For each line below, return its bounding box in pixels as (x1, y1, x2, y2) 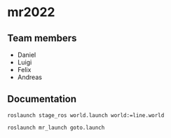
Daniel (17, 50, 36, 59)
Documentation (7, 93, 77, 105)
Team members (7, 32, 77, 44)
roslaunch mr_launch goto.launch (7, 124, 105, 131)
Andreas (17, 73, 42, 81)
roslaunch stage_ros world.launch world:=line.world (7, 111, 165, 119)
